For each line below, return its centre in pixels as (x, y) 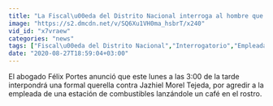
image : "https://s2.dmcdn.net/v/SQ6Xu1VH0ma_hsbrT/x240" (107, 23)
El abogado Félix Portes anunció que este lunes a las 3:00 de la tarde (124, 76)
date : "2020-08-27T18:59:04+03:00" (69, 53)
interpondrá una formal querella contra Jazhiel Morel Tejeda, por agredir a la (136, 85)
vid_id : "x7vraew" (39, 31)
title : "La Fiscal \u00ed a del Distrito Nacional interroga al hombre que (136, 16)
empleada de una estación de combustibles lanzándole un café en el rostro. (135, 93)
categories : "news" (41, 38)
